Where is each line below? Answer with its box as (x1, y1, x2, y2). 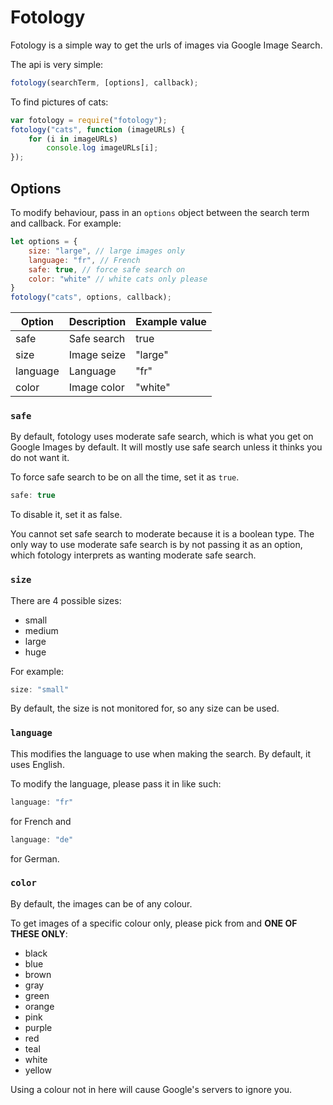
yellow (24, 1064, 52, 1076)
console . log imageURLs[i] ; (46, 143, 159, 153)
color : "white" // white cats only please (28, 274, 208, 284)
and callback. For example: (10, 217, 122, 229)
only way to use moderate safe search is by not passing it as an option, (10, 539, 303, 551)
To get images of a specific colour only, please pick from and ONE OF (10, 917, 298, 929)
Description (68, 315, 127, 329)
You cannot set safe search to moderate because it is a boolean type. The (10, 528, 315, 540)
